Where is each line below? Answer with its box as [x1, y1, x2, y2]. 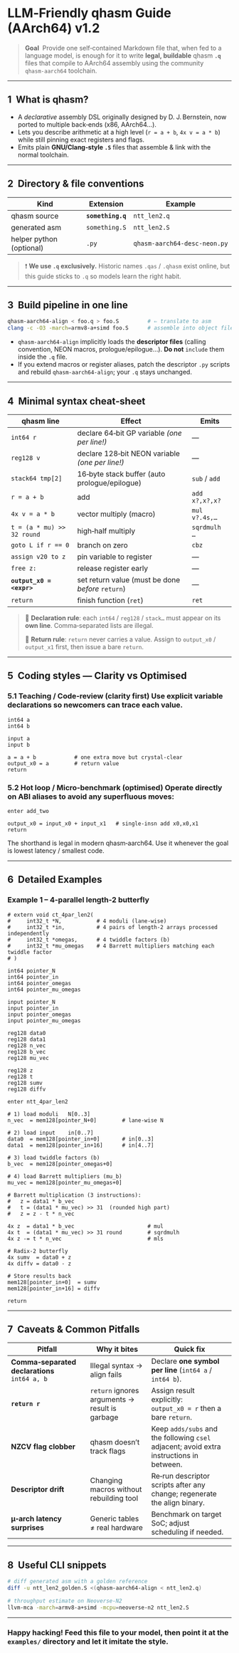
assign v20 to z [11, 552, 66, 560]
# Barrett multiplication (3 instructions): [7, 1191, 142, 1199]
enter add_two [7, 807, 50, 814]
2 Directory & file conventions [7, 178, 144, 190]
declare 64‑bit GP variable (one [77, 428, 183, 438]
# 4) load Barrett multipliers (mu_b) [7, 1172, 122, 1180]
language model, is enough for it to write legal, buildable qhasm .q [24, 51, 222, 60]
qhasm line [21, 416, 60, 426]
